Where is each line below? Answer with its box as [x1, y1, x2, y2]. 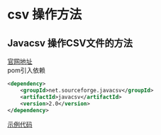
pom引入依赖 [7, 66, 46, 75]
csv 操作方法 [7, 6, 82, 23]
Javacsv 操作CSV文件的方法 [7, 37, 133, 49]
